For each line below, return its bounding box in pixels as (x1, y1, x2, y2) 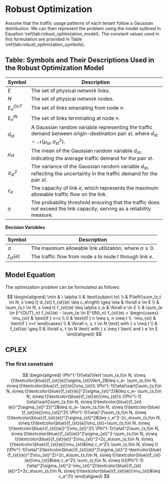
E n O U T (7, 103, 22, 112)
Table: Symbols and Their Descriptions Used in (5, 56, 154, 65)
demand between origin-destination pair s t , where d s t (30, 130, 158, 138)
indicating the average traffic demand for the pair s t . (30, 154, 153, 161)
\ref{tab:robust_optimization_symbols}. (5, 41, 85, 47)
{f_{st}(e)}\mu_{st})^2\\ (21, 409, 69, 415)
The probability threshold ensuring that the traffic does (30, 199, 160, 206)
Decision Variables (5, 224, 45, 230)
